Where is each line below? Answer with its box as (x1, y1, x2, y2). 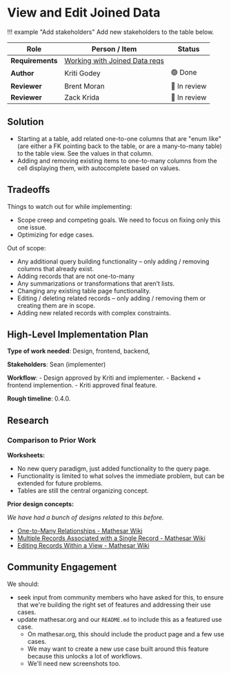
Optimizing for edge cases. (17, 230, 94, 239)
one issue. (17, 223, 47, 231)
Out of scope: (7, 243, 46, 252)
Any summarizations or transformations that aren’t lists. (17, 279, 175, 288)
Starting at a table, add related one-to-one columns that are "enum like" (17, 134, 222, 142)
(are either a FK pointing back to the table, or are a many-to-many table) (17, 142, 223, 150)
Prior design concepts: (7, 500, 74, 508)
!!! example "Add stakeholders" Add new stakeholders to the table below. (7, 28, 214, 36)
